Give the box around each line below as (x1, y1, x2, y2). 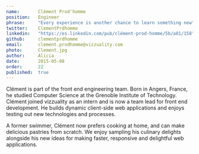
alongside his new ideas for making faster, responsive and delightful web (6, 134, 184, 142)
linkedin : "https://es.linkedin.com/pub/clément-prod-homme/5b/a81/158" (6, 31, 195, 37)
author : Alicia (6, 53, 54, 59)
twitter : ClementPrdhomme (6, 25, 78, 31)
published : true (6, 69, 49, 75)
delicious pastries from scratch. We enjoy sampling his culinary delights (6, 129, 182, 136)
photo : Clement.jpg (6, 47, 68, 53)
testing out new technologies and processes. (6, 111, 116, 118)
